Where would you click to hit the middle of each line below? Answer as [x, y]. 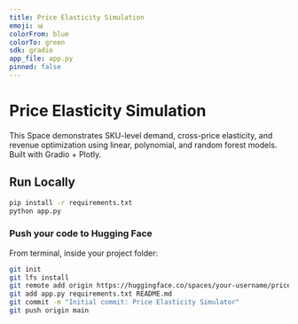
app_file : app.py [41, 59]
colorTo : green [37, 42]
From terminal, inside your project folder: [83, 253]
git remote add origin [51, 286]
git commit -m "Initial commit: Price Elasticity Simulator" [125, 303]
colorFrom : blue [39, 34]
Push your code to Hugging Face [81, 233]
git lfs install [39, 277]
